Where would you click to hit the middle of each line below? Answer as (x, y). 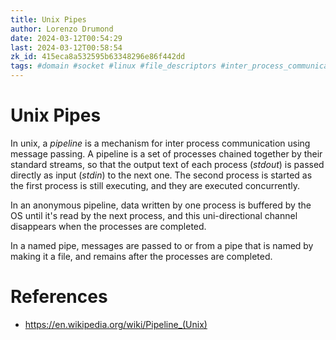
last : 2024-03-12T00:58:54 (66, 47)
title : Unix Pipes (48, 19)
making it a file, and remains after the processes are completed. (141, 256)
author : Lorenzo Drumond (62, 29)
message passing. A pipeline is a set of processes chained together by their (166, 153)
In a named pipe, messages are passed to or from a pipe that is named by (162, 245)
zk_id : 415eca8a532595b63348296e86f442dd (98, 57)
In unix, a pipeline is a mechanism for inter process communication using (160, 143)
